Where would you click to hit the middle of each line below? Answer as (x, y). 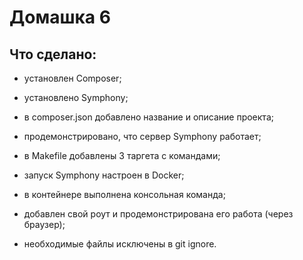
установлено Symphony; (76, 97)
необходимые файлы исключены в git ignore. (120, 244)
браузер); (44, 224)
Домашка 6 (60, 17)
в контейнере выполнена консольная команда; (124, 194)
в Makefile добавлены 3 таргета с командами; (122, 155)
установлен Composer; (72, 78)
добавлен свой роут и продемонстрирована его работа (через (158, 214)
